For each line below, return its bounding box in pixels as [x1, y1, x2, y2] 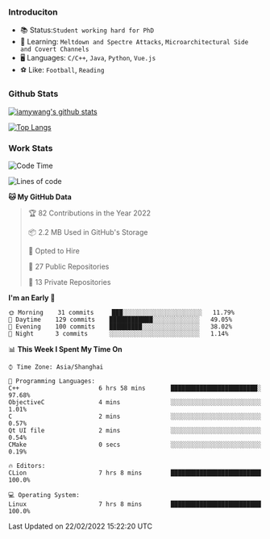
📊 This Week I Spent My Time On [8, 344, 123, 353]
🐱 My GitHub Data [8, 192, 73, 202]
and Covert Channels [19, 45, 89, 54]
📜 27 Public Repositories [27, 261, 110, 271]
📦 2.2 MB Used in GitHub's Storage [27, 227, 148, 236]
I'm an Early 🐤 [8, 293, 56, 303]
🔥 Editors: [8, 462, 46, 470]
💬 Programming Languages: [8, 377, 95, 385]
